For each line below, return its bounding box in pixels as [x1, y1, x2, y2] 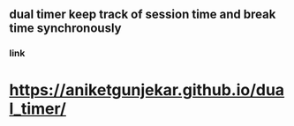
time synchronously [9, 21, 122, 36]
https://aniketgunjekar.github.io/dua [9, 79, 285, 100]
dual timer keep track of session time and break [9, 7, 276, 22]
